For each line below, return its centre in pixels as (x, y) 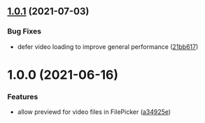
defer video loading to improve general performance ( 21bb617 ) (108, 46)
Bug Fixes (24, 31)
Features (23, 96)
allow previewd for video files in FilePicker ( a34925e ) (94, 112)
